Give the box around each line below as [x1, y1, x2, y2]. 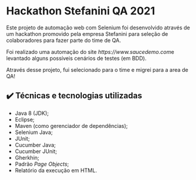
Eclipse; [14, 115, 35, 123]
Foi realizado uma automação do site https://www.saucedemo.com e [6, 48, 174, 55]
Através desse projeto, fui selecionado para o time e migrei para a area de [6, 66, 189, 73]
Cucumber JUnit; [14, 148, 57, 155]
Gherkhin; [14, 154, 40, 161]
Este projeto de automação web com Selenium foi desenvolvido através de [6, 24, 190, 31]
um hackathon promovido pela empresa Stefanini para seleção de [6, 30, 169, 37]
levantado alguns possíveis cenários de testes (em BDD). [6, 54, 147, 62]
